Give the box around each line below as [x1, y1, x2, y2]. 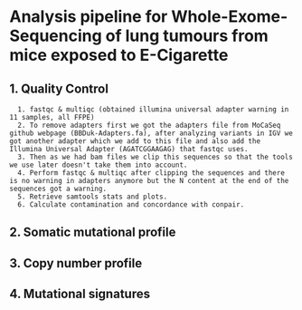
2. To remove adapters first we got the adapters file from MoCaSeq [17, 121, 281, 130]
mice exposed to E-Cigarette [9, 45, 229, 65]
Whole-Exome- [171, 6, 288, 27]
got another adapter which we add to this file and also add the [9, 137, 260, 146]
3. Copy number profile [9, 256, 143, 271]
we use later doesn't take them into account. [9, 160, 188, 170]
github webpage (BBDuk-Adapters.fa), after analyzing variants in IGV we [9, 129, 294, 138]
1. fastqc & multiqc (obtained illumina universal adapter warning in [17, 105, 289, 114]
